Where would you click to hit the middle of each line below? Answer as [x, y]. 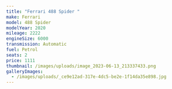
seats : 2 [17, 55]
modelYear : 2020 [26, 28]
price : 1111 [21, 60]
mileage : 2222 [23, 33]
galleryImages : [25, 71]
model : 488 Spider [28, 22]
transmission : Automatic [36, 44]
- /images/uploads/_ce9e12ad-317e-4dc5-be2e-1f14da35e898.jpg [89, 77]
